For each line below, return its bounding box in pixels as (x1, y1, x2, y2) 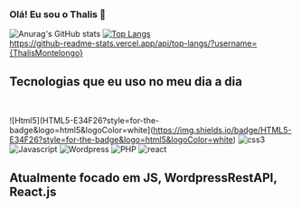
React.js (9, 184, 57, 199)
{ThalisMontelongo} (9, 48, 84, 59)
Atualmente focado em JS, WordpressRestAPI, (9, 170, 277, 185)
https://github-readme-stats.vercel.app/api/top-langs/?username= (9, 38, 258, 49)
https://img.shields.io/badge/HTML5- (153, 125, 292, 136)
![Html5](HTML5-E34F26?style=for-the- (9, 115, 160, 126)
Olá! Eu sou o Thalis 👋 (9, 8, 107, 21)
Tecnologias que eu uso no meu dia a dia (9, 74, 242, 89)
